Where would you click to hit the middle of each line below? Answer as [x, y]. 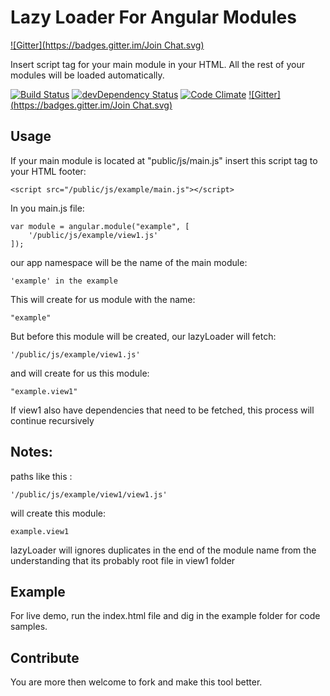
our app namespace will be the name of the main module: [129, 262]
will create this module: [58, 513]
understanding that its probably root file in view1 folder [123, 560]
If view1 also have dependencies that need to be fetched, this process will [162, 410]
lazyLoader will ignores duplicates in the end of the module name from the [163, 550]
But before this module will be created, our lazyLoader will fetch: [143, 336]
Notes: [31, 452]
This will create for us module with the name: [103, 299]
